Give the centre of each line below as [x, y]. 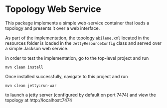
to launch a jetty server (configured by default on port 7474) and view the [81, 95]
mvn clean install [24, 67]
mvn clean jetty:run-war [31, 86]
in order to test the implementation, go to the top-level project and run [77, 58]
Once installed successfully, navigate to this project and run [67, 76]
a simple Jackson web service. [37, 48]
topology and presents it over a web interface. [53, 28]
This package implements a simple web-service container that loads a [77, 23]
